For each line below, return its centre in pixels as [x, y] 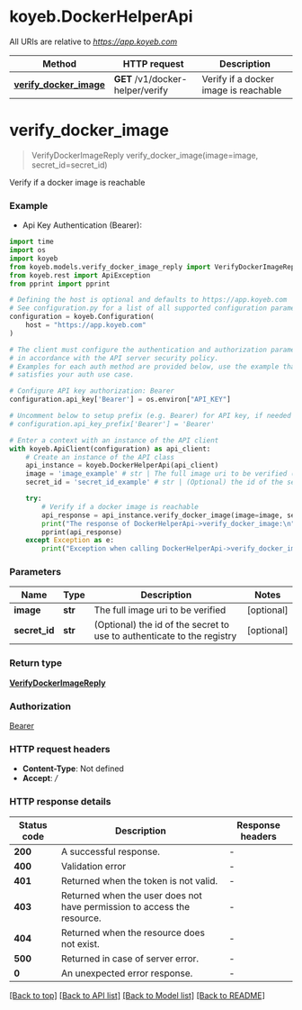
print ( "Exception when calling [100, 549]
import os [28, 250]
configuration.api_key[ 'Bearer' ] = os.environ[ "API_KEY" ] [120, 400]
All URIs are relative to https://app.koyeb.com [93, 41]
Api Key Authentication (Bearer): [82, 225]
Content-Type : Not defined [73, 769]
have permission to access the [126, 906]
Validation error [94, 866]
